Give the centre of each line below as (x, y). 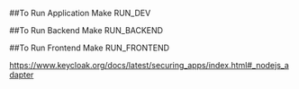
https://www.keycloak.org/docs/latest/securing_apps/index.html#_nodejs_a (149, 65)
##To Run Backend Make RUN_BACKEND (86, 30)
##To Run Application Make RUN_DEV (80, 13)
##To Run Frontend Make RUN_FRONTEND (89, 48)
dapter (22, 75)
